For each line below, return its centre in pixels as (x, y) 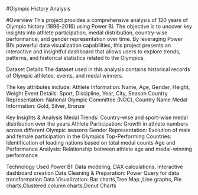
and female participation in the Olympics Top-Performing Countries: (89, 136)
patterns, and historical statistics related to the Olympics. (76, 58)
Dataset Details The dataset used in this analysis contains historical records (98, 69)
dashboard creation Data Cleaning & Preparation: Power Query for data (92, 173)
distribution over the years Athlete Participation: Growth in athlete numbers (97, 124)
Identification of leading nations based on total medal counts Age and (91, 143)
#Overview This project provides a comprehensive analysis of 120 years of (97, 20)
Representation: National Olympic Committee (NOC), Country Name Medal (97, 100)
